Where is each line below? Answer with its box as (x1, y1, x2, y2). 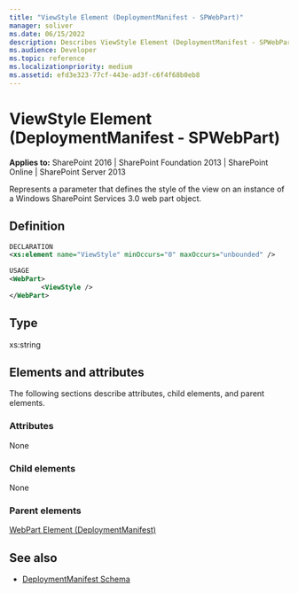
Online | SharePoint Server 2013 (9, 166, 126, 177)
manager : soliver (9, 21, 74, 30)
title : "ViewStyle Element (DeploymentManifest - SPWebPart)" (9, 12, 244, 22)
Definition (9, 219, 65, 234)
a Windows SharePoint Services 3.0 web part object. (9, 192, 202, 204)
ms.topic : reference (9, 54, 86, 63)
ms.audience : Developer (9, 46, 98, 55)
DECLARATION (9, 242, 53, 251)
